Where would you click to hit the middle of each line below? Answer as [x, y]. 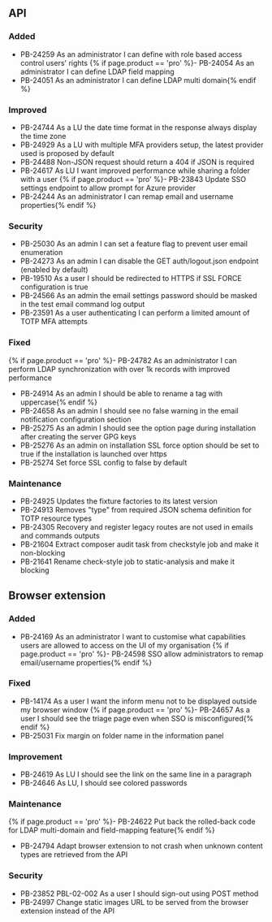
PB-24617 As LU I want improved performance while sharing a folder [135, 171]
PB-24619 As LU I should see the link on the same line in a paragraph [136, 774]
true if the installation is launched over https [94, 453]
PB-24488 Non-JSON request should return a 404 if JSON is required [137, 162]
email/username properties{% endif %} [86, 662]
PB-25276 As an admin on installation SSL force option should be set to [140, 445]
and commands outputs [60, 535]
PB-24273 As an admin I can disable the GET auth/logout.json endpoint [139, 261]
